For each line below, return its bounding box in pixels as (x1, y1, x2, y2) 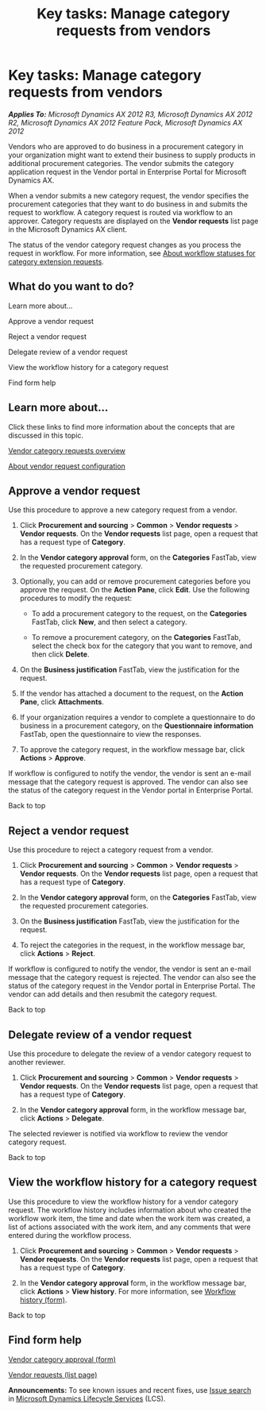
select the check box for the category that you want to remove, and (31, 641, 253, 651)
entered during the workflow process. (8, 1230, 133, 1239)
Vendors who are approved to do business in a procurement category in (8, 141, 244, 151)
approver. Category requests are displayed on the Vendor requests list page (8, 216, 259, 226)
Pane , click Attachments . (19, 697, 105, 707)
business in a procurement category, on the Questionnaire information (19, 721, 254, 731)
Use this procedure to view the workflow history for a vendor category (8, 1197, 239, 1206)
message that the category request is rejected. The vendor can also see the (8, 973, 256, 982)
